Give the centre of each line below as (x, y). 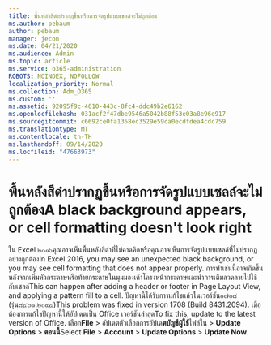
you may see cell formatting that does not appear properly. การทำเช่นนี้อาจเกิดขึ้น (136, 268)
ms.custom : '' (32, 99)
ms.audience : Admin (41, 54)
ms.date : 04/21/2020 (43, 46)
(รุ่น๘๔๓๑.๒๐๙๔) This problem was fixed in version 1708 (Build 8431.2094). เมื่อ (135, 304)
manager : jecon (34, 39)
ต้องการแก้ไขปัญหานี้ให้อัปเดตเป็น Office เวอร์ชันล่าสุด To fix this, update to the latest (132, 314)
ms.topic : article (39, 62)
